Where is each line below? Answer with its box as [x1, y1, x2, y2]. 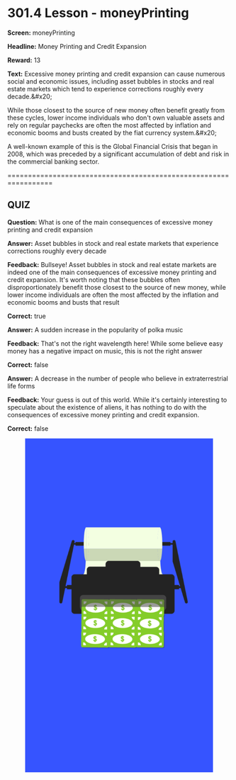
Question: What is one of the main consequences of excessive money [7, 217, 213, 226]
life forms [7, 381, 35, 390]
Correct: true [7, 312, 46, 320]
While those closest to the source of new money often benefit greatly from [7, 106, 225, 114]
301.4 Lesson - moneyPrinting [7, 5, 189, 21]
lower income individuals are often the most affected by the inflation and [7, 290, 219, 299]
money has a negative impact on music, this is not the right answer [7, 346, 203, 355]
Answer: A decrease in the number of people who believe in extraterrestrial [7, 374, 228, 383]
